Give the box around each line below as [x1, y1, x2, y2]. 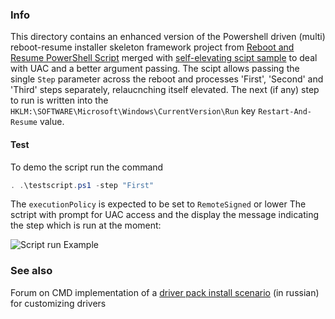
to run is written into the [10, 94, 109, 107]
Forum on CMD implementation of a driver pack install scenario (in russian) [10, 286, 320, 298]
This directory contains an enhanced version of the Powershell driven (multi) [10, 31, 326, 43]
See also [10, 264, 53, 278]
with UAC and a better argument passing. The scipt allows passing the [10, 63, 300, 75]
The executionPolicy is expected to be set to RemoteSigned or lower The [10, 198, 307, 210]
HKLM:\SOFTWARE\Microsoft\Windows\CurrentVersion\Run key [10, 105, 257, 117]
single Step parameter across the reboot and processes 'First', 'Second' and [10, 73, 324, 85]
